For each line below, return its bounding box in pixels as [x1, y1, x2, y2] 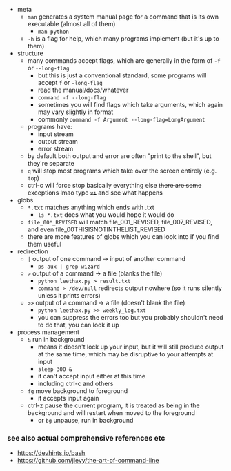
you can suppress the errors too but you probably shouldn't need [37, 314, 223, 321]
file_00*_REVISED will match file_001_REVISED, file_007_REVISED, [27, 218, 212, 226]
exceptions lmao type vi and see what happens [27, 189, 163, 197]
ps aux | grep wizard [37, 263, 100, 270]
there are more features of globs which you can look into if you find [27, 233, 219, 240]
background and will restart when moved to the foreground [27, 409, 195, 416]
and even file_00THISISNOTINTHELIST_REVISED [27, 225, 165, 233]
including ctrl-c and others [37, 379, 114, 387]
